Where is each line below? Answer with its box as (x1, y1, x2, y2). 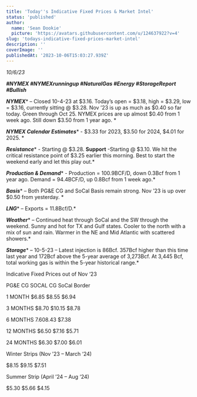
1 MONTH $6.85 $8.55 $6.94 (6, 293, 76, 300)
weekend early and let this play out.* (6, 158, 95, 165)
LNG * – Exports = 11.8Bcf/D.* (6, 204, 76, 212)
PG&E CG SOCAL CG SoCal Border (6, 282, 91, 289)
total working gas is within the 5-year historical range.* (6, 259, 139, 266)
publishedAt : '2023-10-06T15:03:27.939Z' (6, 52, 109, 58)
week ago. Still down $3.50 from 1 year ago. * (6, 116, 116, 124)
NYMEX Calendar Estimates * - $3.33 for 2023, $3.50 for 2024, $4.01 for (6, 128, 184, 135)
